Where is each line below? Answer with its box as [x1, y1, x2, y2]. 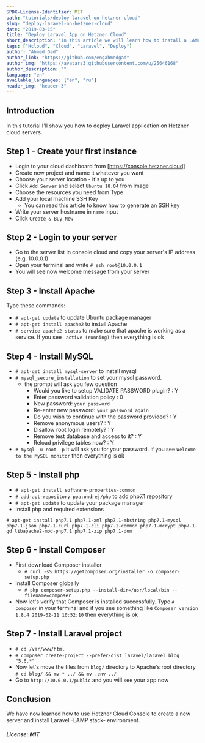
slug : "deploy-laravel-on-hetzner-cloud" [6, 20, 113, 26]
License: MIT [6, 730, 40, 738]
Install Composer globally [15, 579, 79, 587]
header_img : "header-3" [6, 83, 67, 89]
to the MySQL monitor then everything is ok [15, 452, 125, 459]
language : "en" [6, 72, 45, 78]
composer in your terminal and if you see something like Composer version [15, 604, 198, 611]
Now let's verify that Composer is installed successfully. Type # [15, 598, 175, 605]
